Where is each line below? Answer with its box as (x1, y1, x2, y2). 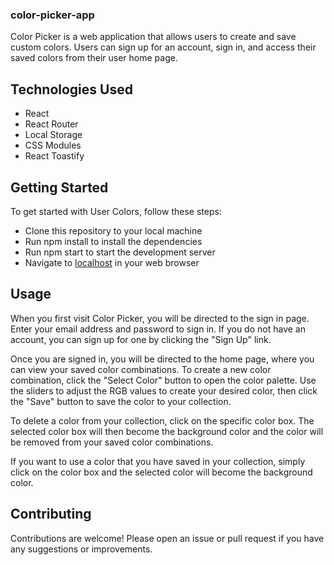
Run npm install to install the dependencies (24, 235, 203, 247)
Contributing (10, 506, 92, 523)
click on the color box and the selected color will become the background (10, 466, 313, 478)
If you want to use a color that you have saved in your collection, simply (10, 455, 306, 467)
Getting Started (10, 179, 109, 196)
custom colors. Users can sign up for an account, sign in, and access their (10, 41, 317, 53)
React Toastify (24, 150, 85, 162)
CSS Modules (24, 139, 82, 152)
